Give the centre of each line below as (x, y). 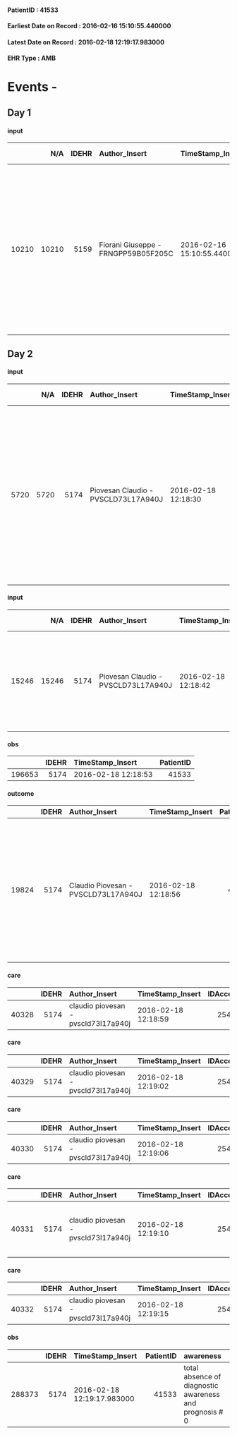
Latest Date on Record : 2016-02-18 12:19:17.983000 (86, 42)
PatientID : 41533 (33, 10)
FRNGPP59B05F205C (136, 254)
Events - (32, 86)
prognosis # (203, 1412)
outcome (21, 793)
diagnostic (201, 1385)
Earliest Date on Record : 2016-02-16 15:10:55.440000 (89, 26)
